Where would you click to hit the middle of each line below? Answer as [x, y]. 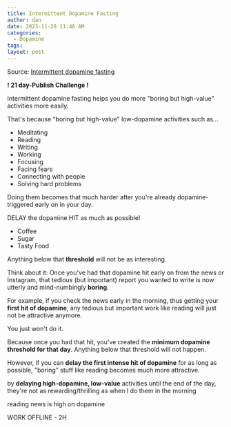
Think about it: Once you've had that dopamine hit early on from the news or [115, 272]
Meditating [32, 132]
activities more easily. [38, 106]
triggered [20, 204]
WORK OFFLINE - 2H [37, 417]
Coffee [27, 231]
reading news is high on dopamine [56, 404]
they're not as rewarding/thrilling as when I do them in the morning [102, 390]
